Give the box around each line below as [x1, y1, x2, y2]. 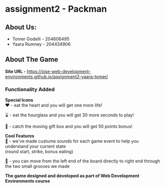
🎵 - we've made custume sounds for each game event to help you [5, 138, 139, 144]
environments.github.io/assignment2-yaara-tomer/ [5, 74, 108, 80]
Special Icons [5, 97, 33, 103]
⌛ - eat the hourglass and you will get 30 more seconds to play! [5, 112, 134, 118]
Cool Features [5, 133, 34, 139]
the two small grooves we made [5, 163, 70, 169]
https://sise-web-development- [27, 68, 91, 74]
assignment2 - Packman [5, 3, 107, 15]
